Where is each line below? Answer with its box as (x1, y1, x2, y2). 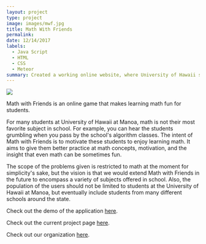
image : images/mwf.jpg (6, 20, 64, 26)
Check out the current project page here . (6, 219, 110, 227)
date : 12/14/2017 (6, 37, 51, 44)
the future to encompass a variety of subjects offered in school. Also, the (6, 176, 191, 183)
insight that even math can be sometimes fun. (6, 151, 122, 158)
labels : (6, 44, 26, 50)
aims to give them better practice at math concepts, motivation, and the (6, 145, 187, 152)
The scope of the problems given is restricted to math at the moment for (6, 163, 189, 170)
